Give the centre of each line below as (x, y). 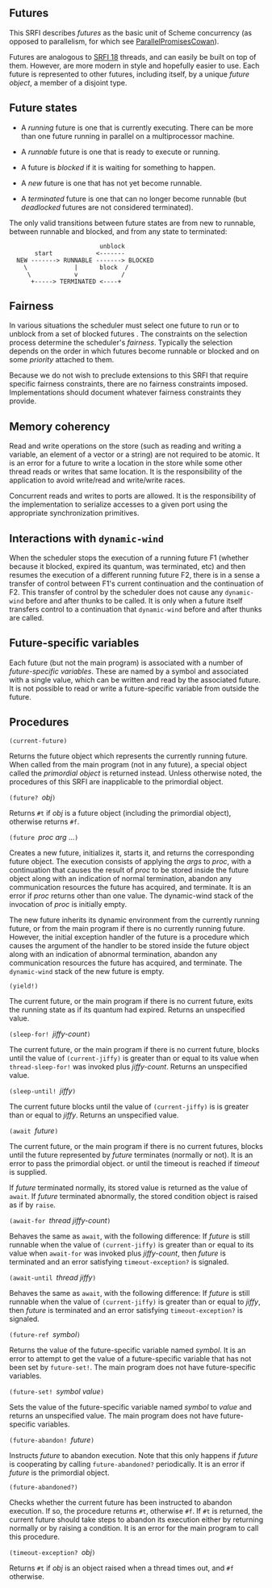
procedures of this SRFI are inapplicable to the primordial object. (117, 781)
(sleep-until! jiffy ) (42, 1091)
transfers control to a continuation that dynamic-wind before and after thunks (136, 609)
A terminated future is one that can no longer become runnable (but (134, 198)
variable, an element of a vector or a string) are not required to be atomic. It (135, 454)
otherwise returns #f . (44, 821)
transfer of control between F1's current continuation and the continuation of (136, 583)
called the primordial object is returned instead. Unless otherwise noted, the (136, 773)
